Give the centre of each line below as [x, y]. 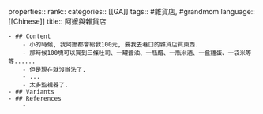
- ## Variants [32, 92]
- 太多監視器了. [45, 85]
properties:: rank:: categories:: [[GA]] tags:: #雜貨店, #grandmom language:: [131, 11]
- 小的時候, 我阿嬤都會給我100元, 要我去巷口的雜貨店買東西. [111, 45]
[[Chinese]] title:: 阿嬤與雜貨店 [57, 21]
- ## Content [30, 36]
